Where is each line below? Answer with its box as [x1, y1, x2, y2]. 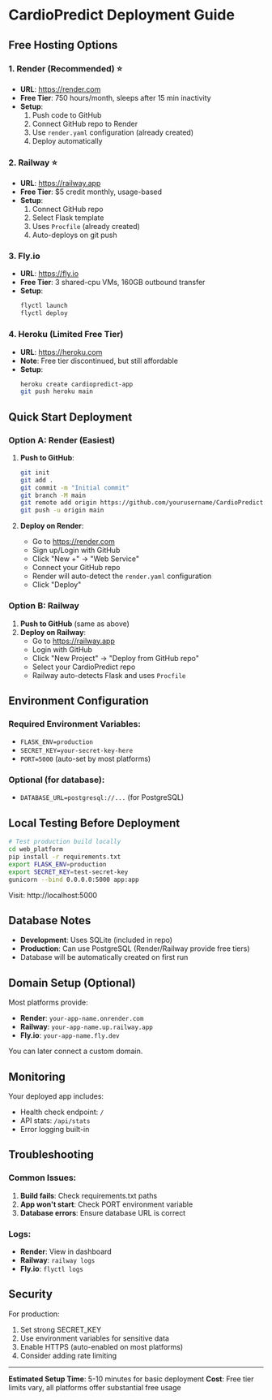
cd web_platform [8, 845, 63, 853]
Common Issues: [8, 1172, 77, 1183]
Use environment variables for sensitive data [19, 1333, 170, 1343]
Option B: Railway [8, 600, 79, 611]
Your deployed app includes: [8, 1091, 104, 1101]
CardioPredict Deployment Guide [8, 6, 235, 24]
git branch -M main [19, 491, 87, 499]
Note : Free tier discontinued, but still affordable [19, 356, 178, 365]
